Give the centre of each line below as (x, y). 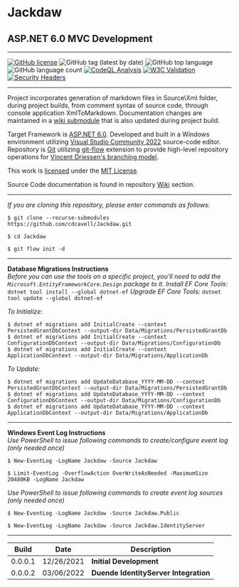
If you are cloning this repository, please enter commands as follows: (109, 205)
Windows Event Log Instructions (57, 433)
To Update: (24, 369)
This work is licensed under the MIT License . (73, 171)
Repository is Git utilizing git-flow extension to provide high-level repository (118, 149)
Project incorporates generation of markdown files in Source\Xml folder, (113, 98)
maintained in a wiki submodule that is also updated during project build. (114, 120)
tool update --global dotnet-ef (55, 298)
